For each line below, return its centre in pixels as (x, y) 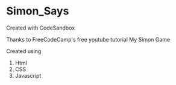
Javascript (28, 75)
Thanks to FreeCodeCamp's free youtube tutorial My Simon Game (88, 39)
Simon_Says (38, 11)
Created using (24, 51)
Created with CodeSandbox (41, 28)
